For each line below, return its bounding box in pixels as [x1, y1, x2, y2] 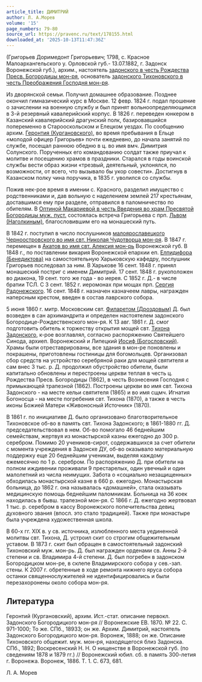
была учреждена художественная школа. [6, 516, 113, 523]
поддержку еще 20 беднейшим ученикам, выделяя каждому [6, 452, 164, 459]
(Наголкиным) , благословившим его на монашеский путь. [6, 218, 157, 225]
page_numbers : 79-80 [6, 25, 58, 32]
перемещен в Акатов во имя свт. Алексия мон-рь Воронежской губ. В [6, 243, 188, 249]
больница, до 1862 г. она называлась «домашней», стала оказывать [6, 484, 182, 491]
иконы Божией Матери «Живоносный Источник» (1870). [6, 402, 151, 409]
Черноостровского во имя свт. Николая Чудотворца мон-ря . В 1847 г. [6, 236, 186, 243]
